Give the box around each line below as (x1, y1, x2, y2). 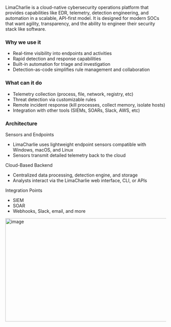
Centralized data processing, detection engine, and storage (12, 172, 138, 178)
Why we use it (5, 38, 41, 45)
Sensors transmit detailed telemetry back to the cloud (12, 152, 126, 158)
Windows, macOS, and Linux (12, 146, 74, 153)
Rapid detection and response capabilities (12, 56, 101, 62)
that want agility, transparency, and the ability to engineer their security (5, 20, 156, 27)
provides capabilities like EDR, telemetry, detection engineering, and (5, 10, 149, 16)
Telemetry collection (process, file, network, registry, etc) (12, 91, 134, 97)
